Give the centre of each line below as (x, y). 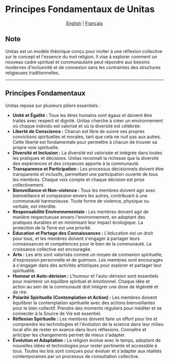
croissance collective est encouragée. (52, 249)
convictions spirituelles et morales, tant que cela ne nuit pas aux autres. (87, 137)
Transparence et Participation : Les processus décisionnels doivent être (88, 169)
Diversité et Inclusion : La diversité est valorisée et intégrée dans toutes (87, 153)
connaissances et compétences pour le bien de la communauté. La (82, 244)
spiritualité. (24, 270)
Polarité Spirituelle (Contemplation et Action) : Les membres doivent (85, 297)
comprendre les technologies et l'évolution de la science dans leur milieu (88, 324)
